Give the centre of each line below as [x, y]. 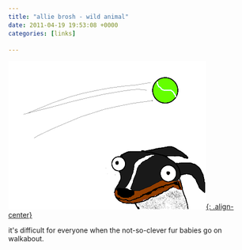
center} [21, 215]
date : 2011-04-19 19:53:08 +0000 [63, 25]
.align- [223, 206]
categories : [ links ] [42, 33]
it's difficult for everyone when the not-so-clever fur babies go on [115, 230]
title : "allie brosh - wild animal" [68, 17]
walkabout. [26, 239]
